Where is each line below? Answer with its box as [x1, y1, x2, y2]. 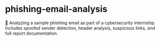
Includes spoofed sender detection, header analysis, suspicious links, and [5, 25, 155, 31]
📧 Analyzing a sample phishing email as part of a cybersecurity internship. [5, 20, 156, 26]
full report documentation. [5, 30, 58, 36]
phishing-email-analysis [5, 3, 107, 15]
